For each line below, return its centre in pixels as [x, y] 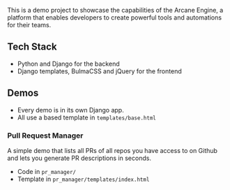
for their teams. [29, 25]
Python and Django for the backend [68, 64]
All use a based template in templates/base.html [87, 117]
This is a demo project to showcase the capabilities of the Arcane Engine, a [115, 10]
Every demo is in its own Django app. [70, 110]
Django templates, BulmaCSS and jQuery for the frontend [100, 71]
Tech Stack [32, 47]
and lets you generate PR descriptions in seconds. [79, 158]
